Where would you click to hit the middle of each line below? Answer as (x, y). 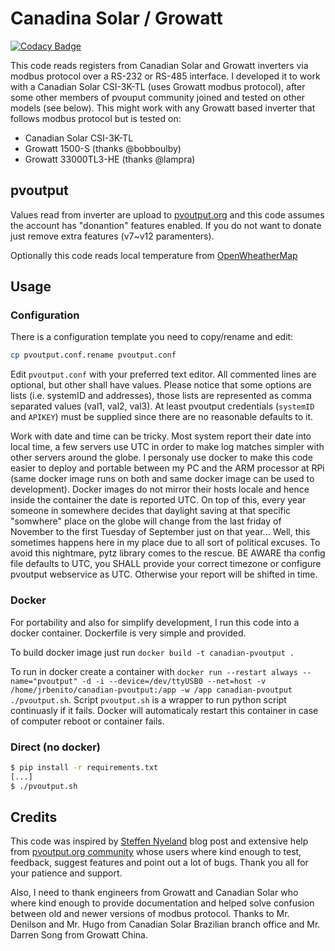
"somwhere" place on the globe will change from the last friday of (146, 521)
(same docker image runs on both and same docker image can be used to (162, 479)
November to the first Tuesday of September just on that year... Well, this (160, 532)
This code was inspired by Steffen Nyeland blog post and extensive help (159, 841)
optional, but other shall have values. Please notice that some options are (161, 385)
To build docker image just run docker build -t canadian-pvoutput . (152, 652)
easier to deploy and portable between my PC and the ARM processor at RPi (167, 468)
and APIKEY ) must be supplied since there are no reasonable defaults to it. (162, 417)
